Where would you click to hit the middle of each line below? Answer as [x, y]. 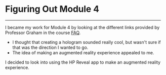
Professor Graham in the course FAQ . [43, 33]
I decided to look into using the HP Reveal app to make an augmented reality [83, 62]
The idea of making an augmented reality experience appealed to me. [83, 52]
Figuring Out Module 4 [52, 9]
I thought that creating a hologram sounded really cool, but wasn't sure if [86, 42]
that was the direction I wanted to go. [50, 47]
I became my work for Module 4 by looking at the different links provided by [82, 27]
